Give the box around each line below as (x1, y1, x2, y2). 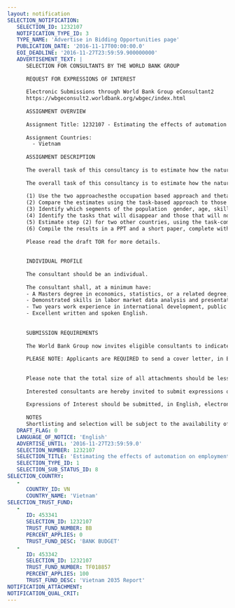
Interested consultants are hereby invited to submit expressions (25, 388, 224, 395)
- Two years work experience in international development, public (25, 303, 227, 310)
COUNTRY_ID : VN (25, 485, 71, 492)
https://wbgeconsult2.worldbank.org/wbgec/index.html (25, 95, 187, 102)
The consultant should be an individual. (25, 270, 149, 277)
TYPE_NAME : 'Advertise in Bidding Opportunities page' (16, 36, 180, 43)
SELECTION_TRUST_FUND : (7, 499, 73, 506)
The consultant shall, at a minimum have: (25, 284, 152, 291)
